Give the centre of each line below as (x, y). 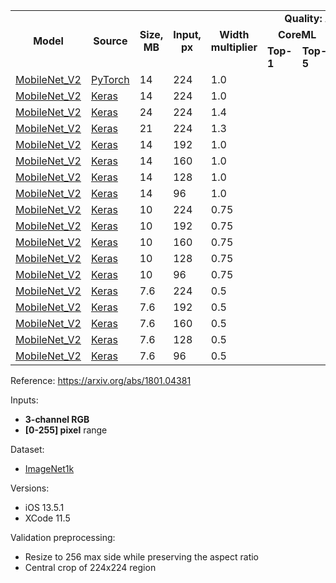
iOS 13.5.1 (44, 507)
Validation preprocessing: (63, 537)
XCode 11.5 (47, 518)
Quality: (303, 18)
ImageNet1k (49, 468)
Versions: (30, 488)
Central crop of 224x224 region (90, 567)
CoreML (297, 34)
